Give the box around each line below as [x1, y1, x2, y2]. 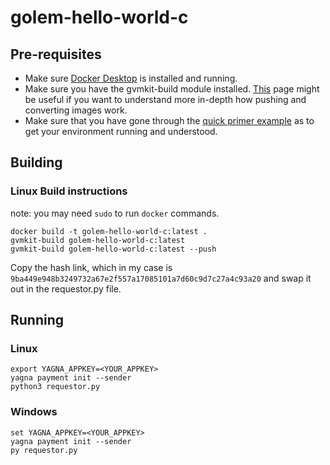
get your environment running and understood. [24, 126, 218, 137]
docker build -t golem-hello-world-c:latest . [10, 226, 208, 236]
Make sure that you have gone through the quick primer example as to [24, 115, 315, 126]
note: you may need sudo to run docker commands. [10, 207, 220, 219]
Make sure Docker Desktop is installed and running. [24, 72, 238, 84]
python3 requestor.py [10, 382, 101, 392]
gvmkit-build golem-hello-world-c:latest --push [10, 244, 217, 254]
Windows [10, 405, 58, 419]
